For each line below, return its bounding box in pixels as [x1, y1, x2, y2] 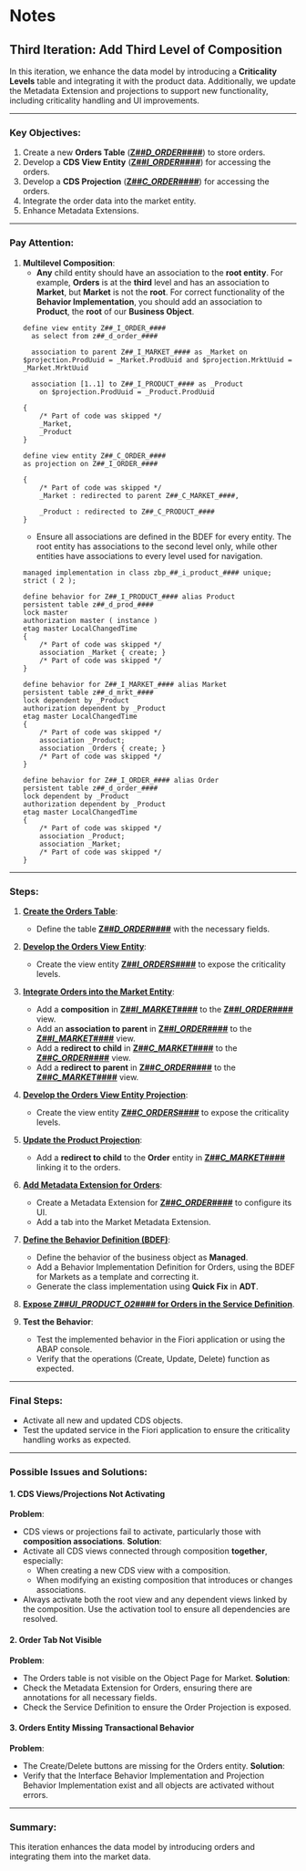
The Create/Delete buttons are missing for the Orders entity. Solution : [22, 1760, 285, 1771]
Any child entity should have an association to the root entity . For [36, 266, 284, 278]
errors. [22, 1789, 48, 1800]
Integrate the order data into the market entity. [22, 195, 197, 206]
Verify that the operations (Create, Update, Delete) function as [36, 1353, 270, 1364]
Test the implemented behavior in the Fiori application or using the [36, 1334, 285, 1345]
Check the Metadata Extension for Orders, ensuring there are [22, 1682, 253, 1693]
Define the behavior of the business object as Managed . [36, 1252, 249, 1263]
